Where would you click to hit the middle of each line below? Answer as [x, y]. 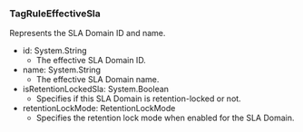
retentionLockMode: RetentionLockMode [99, 108]
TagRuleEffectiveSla [55, 14]
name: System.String [62, 70]
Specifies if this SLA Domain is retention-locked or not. [139, 99]
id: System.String [55, 51]
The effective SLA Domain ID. [91, 61]
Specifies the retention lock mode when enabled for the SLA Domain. [165, 118]
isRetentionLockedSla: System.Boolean [96, 90]
